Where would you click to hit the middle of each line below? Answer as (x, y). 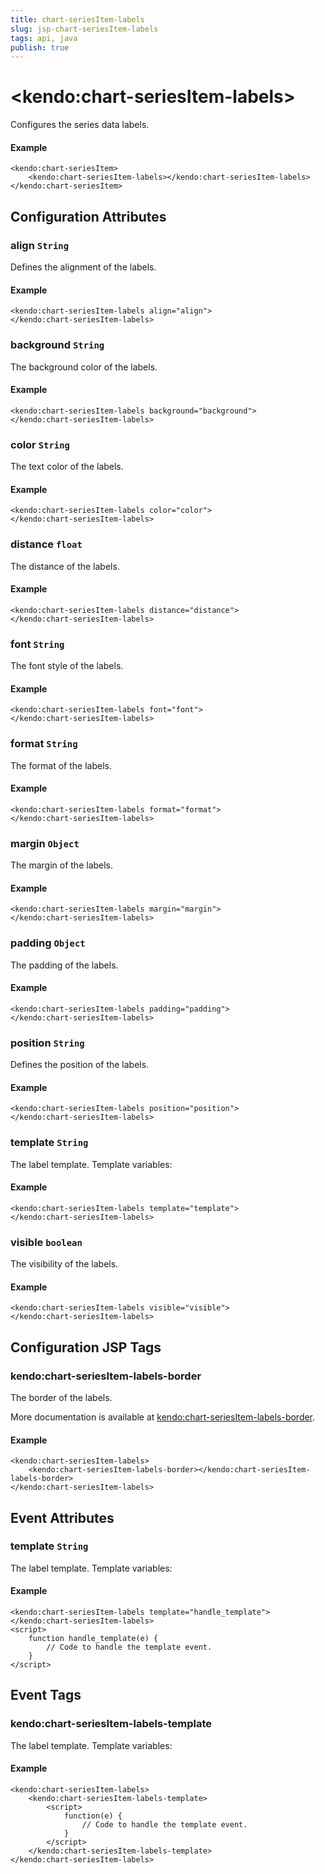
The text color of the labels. (67, 467)
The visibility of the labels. (64, 1264)
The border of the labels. (61, 1397)
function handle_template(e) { (93, 1639)
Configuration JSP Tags (86, 1347)
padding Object (48, 943)
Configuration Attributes (88, 216)
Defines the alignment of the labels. (83, 267)
